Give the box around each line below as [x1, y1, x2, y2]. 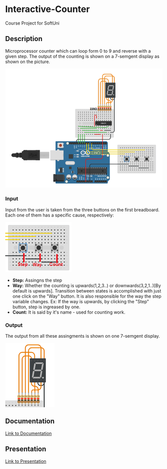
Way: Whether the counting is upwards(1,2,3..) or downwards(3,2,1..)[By [12, 282, 161, 289]
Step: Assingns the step [12, 277, 62, 283]
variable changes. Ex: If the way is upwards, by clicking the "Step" [12, 298, 149, 304]
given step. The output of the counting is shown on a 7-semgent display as [5, 53, 160, 59]
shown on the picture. [5, 59, 50, 65]
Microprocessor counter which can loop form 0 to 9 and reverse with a [5, 48, 151, 54]
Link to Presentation [5, 458, 46, 464]
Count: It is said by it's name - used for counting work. [12, 309, 125, 315]
